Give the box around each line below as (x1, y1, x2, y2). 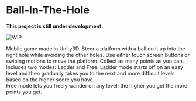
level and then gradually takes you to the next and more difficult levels (6, 70, 175, 77)
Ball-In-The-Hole (6, 3, 90, 17)
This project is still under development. (6, 23, 104, 30)
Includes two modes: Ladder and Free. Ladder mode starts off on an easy (6, 63, 183, 70)
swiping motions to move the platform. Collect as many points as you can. (6, 57, 184, 64)
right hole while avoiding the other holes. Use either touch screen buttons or (6, 51, 190, 58)
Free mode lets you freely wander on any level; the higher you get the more (6, 82, 188, 89)
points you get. (6, 88, 42, 95)
